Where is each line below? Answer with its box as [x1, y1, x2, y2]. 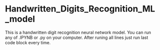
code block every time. [5, 39, 51, 45]
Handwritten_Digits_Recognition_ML [5, 3, 156, 14]
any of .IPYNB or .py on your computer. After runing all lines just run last [5, 35, 148, 40]
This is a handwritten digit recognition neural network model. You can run [5, 29, 151, 35]
